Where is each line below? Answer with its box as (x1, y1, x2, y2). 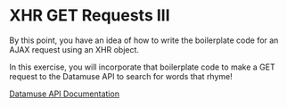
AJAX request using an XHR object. (9, 44, 140, 54)
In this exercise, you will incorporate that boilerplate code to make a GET (9, 62, 275, 72)
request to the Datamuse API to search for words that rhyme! (9, 70, 234, 81)
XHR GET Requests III (9, 5, 171, 26)
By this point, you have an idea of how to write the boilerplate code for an (9, 35, 279, 45)
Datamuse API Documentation (9, 88, 120, 99)
